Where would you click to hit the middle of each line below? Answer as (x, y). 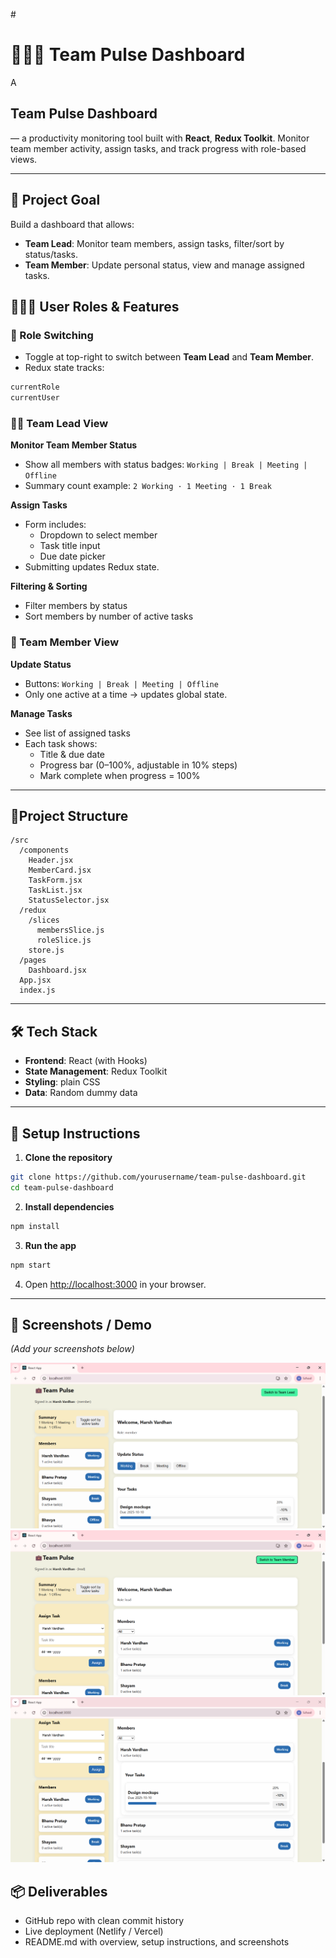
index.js (37, 990)
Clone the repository (68, 1158)
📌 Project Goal (55, 200)
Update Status (41, 664)
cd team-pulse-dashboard (62, 1187)
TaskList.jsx (55, 890)
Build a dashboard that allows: (72, 224)
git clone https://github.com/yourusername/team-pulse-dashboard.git (158, 1177)
